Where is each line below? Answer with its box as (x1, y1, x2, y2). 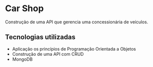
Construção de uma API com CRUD (12, 51, 84, 57)
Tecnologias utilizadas (5, 33, 76, 41)
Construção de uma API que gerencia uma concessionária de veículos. (5, 19, 149, 25)
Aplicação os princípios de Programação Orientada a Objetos (12, 46, 136, 51)
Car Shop (5, 3, 44, 14)
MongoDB (12, 56, 33, 62)
